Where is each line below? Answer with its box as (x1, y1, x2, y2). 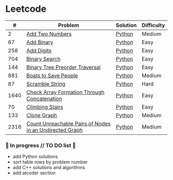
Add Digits (26, 47, 52, 54)
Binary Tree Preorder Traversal (26, 64, 101, 71)
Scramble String (26, 80, 66, 87)
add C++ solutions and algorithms (12, 165, 85, 171)
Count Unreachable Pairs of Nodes (26, 120, 111, 127)
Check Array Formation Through (26, 88, 105, 95)
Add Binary (26, 38, 54, 46)
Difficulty (141, 22, 165, 29)
